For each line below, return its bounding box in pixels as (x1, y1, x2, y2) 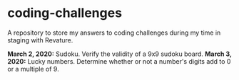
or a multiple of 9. (7, 64, 59, 73)
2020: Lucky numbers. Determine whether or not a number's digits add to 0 (7, 57, 231, 65)
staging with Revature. (7, 35, 73, 44)
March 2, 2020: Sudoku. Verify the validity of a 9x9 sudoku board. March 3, (7, 50, 232, 58)
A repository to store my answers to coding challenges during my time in (7, 28, 221, 37)
